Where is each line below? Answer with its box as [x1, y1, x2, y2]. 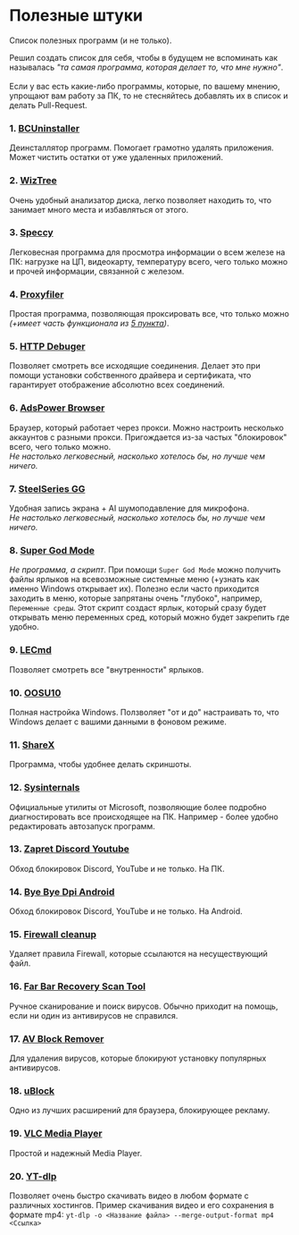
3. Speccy [9, 226, 54, 239]
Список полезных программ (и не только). [9, 35, 172, 46]
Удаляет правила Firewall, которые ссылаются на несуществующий [9, 949, 268, 960]
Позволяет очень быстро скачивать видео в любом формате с [9, 1190, 250, 1201]
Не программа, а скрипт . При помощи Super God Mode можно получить [9, 564, 281, 575]
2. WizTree [9, 174, 58, 187]
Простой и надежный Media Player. [9, 1147, 143, 1158]
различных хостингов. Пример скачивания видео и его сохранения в [9, 1199, 275, 1210]
